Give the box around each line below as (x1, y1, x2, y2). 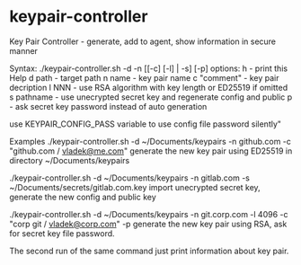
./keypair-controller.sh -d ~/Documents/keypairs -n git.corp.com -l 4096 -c (9, 208, 288, 219)
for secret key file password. (9, 227, 115, 239)
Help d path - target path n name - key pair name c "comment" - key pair (9, 72, 280, 83)
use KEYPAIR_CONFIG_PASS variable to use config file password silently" (9, 119, 281, 129)
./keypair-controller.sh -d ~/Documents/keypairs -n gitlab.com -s (9, 172, 250, 183)
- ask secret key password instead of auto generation (9, 101, 208, 111)
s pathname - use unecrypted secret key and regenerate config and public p (9, 92, 293, 102)
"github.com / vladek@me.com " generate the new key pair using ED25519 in (9, 146, 293, 156)
